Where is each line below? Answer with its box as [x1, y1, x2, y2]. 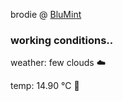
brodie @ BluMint [10, 9, 82, 20]
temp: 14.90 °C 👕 [10, 80, 80, 92]
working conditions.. [10, 33, 114, 47]
